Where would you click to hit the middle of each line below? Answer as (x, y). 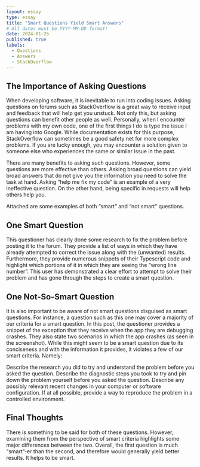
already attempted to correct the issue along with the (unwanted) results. (96, 253)
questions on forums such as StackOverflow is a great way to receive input (99, 107)
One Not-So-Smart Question (60, 297)
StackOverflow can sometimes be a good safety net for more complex (93, 139)
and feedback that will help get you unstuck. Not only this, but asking (91, 113)
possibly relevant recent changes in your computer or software (84, 386)
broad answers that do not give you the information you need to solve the (96, 176)
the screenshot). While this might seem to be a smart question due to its (95, 342)
